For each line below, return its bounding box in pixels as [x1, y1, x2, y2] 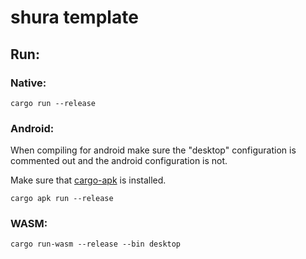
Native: [10, 76, 47, 90]
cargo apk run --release [10, 194, 114, 204]
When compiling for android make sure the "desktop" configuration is [10, 144, 297, 156]
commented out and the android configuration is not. [10, 155, 228, 167]
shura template [10, 6, 139, 29]
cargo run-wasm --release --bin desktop [10, 239, 182, 250]
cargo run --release [10, 98, 97, 108]
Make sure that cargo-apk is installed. [10, 174, 167, 186]
